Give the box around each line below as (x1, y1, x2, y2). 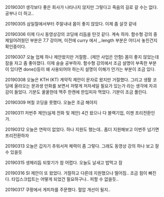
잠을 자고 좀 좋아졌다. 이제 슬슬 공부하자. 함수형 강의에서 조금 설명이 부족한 (5, 60, 148, 66)
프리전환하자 (5, 133, 29, 139)
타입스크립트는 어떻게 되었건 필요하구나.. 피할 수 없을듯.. (11, 176, 119, 182)
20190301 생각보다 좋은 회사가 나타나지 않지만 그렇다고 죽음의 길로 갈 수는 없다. (5, 4, 158, 10)
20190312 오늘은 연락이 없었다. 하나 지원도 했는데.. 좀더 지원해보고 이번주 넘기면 (5, 127, 160, 132)
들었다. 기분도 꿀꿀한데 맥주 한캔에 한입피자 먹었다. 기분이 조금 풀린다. (14, 89, 148, 95)
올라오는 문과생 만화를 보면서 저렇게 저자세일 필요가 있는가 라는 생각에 (14, 83, 148, 88)
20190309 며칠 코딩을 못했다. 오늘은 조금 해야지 (5, 100, 98, 105)
